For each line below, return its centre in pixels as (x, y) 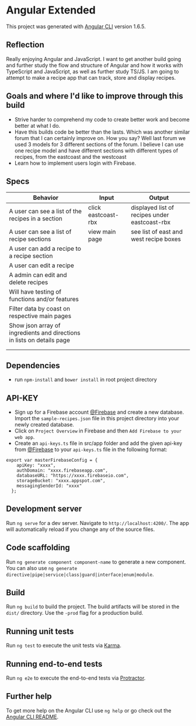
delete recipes (29, 282)
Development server (44, 509)
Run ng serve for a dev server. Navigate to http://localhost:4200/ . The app (98, 523)
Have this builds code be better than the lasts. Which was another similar (102, 132)
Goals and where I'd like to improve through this (95, 96)
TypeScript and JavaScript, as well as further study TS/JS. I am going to (92, 71)
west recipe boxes (156, 239)
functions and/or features (44, 299)
